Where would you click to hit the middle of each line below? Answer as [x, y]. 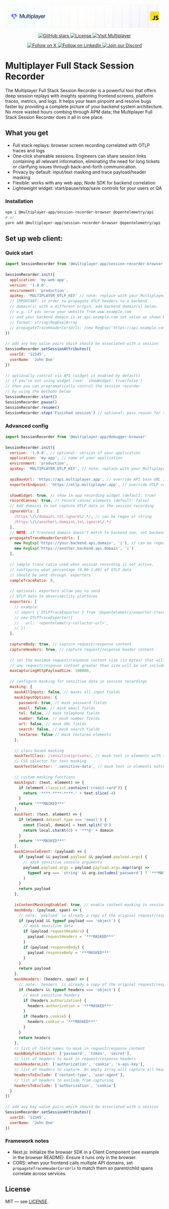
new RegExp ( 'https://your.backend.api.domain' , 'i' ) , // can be [83, 543]
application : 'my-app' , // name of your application [66, 458]
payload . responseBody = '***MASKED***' [69, 952]
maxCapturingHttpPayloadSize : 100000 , [51, 671]
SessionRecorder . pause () [31, 402]
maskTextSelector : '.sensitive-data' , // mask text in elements [83, 767]
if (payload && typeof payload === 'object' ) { [69, 921]
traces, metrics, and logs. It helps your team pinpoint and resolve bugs [78, 101]
